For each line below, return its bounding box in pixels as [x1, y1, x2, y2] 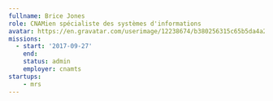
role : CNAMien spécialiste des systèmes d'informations [8, 20, 201, 28]
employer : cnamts [23, 65, 82, 73]
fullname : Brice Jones [8, 11, 85, 20]
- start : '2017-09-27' [15, 42, 93, 50]
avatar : [8, 27, 35, 35]
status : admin [23, 58, 71, 66]
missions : [8, 34, 42, 43]
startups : [8, 72, 42, 81]
